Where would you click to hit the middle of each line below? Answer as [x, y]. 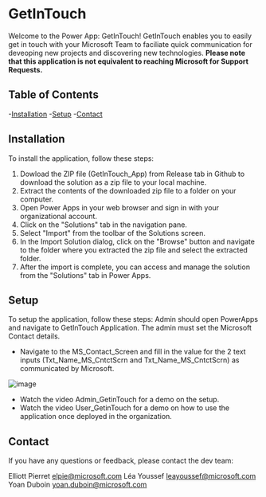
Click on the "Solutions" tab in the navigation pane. [103, 225]
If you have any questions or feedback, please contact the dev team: [121, 461]
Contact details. [34, 336]
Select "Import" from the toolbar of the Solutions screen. [112, 233]
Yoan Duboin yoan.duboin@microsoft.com [78, 485]
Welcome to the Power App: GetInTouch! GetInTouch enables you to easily [130, 36]
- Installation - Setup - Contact [56, 114]
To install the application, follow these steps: [81, 158]
